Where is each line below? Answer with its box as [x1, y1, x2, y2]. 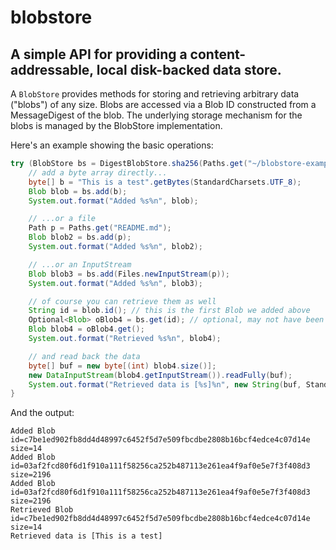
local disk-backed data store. [96, 61, 282, 78]
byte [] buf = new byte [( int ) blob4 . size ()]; [28, 361, 217, 371]
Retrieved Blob [10, 505, 74, 515]
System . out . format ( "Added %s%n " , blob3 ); [28, 278, 203, 288]
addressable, [10, 61, 94, 78]
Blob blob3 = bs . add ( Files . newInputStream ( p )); [28, 269, 230, 279]
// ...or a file [28, 214, 97, 224]
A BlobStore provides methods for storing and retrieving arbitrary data [10, 88, 300, 100]
